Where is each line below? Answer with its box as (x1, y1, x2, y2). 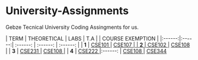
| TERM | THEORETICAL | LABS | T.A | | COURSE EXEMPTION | (5, 35, 159, 42)
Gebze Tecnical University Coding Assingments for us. (5, 24, 139, 31)
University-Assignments (5, 4, 129, 18)
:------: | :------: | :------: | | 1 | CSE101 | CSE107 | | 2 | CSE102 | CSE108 (15, 41, 190, 48)
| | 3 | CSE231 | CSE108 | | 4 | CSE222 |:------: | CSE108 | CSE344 (5, 47, 167, 54)
